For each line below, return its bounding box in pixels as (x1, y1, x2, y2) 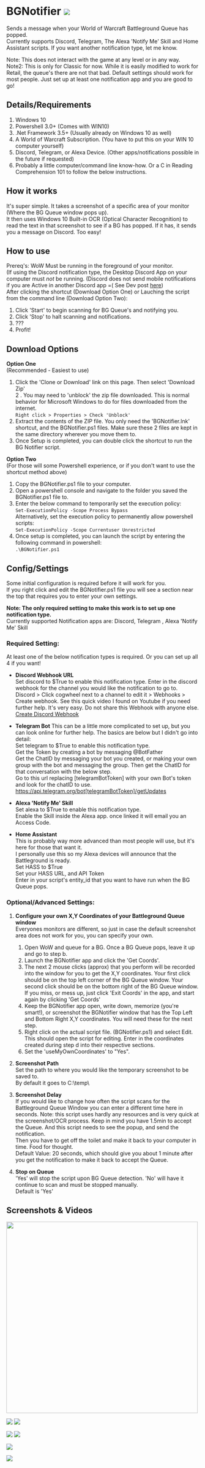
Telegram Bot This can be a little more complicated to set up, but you (15, 722, 191, 730)
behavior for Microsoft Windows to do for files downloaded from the (15, 398, 187, 406)
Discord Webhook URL (15, 672, 74, 679)
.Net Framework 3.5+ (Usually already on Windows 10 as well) (15, 129, 172, 136)
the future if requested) (15, 155, 75, 162)
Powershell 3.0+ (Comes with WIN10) (15, 123, 110, 130)
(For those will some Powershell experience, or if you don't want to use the (6, 462, 195, 469)
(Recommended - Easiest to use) (6, 366, 89, 374)
